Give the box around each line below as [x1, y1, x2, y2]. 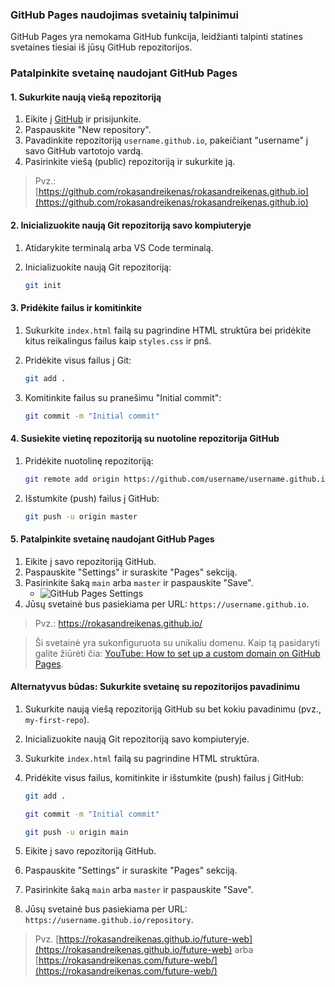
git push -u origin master [24, 511, 138, 522]
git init [24, 280, 62, 290]
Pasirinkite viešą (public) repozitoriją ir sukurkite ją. [24, 156, 236, 168]
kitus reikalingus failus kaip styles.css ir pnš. [24, 334, 212, 347]
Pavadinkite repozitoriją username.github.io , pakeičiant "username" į [24, 134, 309, 147]
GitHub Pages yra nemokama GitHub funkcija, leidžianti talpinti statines [10, 31, 303, 43]
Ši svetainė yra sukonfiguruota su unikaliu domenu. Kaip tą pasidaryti [34, 636, 320, 648]
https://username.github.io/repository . [24, 914, 194, 926]
